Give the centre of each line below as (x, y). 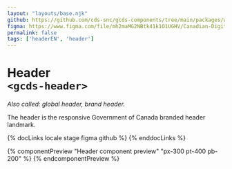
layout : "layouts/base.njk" (48, 13)
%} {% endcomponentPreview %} (71, 159)
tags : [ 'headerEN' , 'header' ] (51, 39)
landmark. (21, 125)
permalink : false (32, 33)
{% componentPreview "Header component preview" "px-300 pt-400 (107, 151)
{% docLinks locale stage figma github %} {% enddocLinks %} (97, 138)
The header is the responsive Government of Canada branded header (106, 117)
